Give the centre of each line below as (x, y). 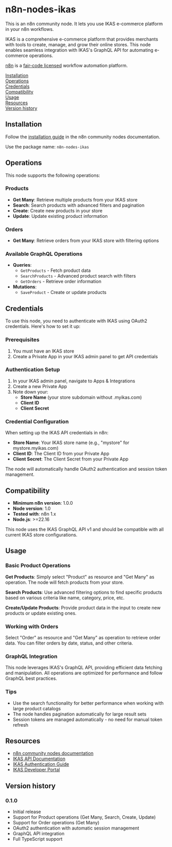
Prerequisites (22, 340)
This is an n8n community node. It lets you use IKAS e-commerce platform (84, 24)
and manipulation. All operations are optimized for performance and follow (84, 673)
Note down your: (31, 392)
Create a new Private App (40, 386)
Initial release (27, 812)
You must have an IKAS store (43, 351)
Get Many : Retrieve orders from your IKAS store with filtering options (86, 241)
